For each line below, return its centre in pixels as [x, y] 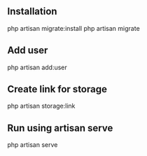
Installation [32, 12]
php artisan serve [33, 145]
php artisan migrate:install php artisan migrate [73, 28]
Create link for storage [57, 89]
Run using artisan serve [60, 128]
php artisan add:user [37, 67]
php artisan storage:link [41, 106]
